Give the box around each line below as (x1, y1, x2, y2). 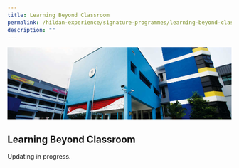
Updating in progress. (7, 152, 71, 160)
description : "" (7, 26, 55, 33)
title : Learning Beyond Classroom (7, 11, 110, 19)
